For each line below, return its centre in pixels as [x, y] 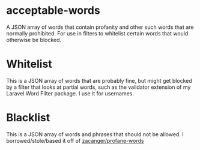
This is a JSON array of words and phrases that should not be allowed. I [95, 134]
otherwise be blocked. [34, 40]
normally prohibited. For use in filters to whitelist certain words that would [97, 33]
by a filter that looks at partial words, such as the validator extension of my [98, 87]
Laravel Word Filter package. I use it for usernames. [70, 93]
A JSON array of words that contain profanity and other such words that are [100, 27]
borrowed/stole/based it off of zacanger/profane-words [75, 140]
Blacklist [28, 118]
